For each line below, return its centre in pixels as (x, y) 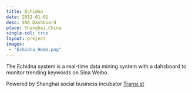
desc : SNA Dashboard (31, 22)
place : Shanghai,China (34, 28)
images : (16, 44)
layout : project (26, 39)
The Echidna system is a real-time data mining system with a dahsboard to (96, 66)
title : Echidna (25, 11)
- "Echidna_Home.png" (35, 50)
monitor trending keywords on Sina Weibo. (58, 72)
